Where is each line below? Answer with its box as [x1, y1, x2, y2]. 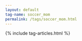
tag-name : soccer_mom [5, 12, 50, 17]
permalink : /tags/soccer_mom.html [5, 16, 77, 21]
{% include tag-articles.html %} [5, 30, 70, 36]
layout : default [5, 7, 39, 12]
